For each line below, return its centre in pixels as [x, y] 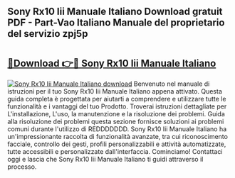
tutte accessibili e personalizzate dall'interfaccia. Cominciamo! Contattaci [115, 151]
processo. [22, 167]
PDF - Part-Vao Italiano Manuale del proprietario [116, 23]
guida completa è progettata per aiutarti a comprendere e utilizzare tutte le [117, 99]
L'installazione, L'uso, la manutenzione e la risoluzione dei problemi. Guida [116, 114]
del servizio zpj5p [48, 34]
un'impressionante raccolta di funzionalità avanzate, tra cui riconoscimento [117, 137]
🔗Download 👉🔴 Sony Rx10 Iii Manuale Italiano [112, 63]
